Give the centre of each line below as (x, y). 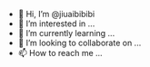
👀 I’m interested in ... (56, 24)
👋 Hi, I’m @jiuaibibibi (56, 14)
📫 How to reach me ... (60, 53)
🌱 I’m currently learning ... (66, 33)
